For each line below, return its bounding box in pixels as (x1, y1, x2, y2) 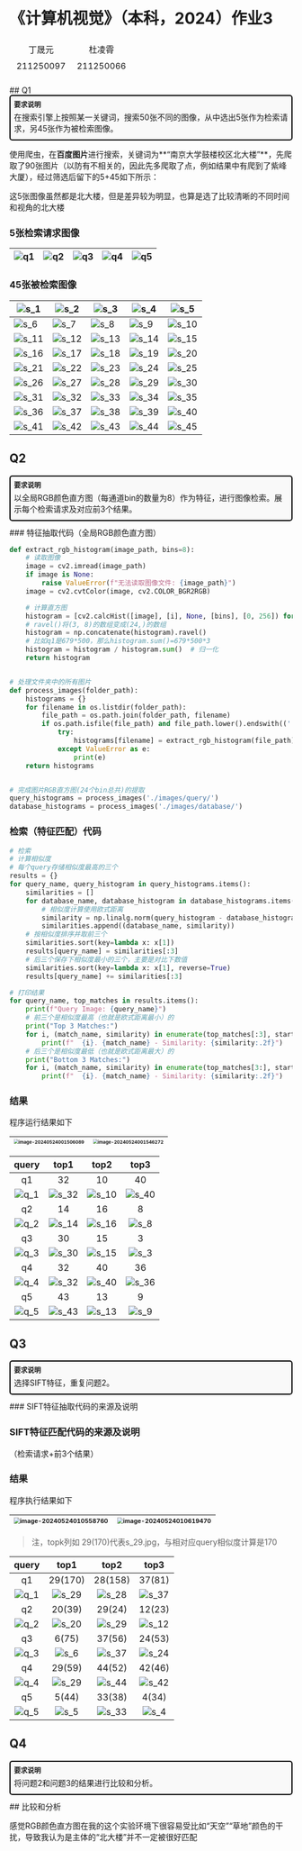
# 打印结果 (9, 988, 45, 997)
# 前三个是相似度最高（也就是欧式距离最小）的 (25, 1013, 174, 1022)
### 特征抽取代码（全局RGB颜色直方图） (9, 527, 162, 538)
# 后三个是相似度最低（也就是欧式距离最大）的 (25, 1047, 174, 1056)
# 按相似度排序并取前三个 (25, 930, 108, 939)
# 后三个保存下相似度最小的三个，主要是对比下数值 (25, 955, 188, 964)
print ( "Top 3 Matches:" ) (25, 1021, 119, 1031)
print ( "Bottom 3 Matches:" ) (25, 1055, 130, 1064)
